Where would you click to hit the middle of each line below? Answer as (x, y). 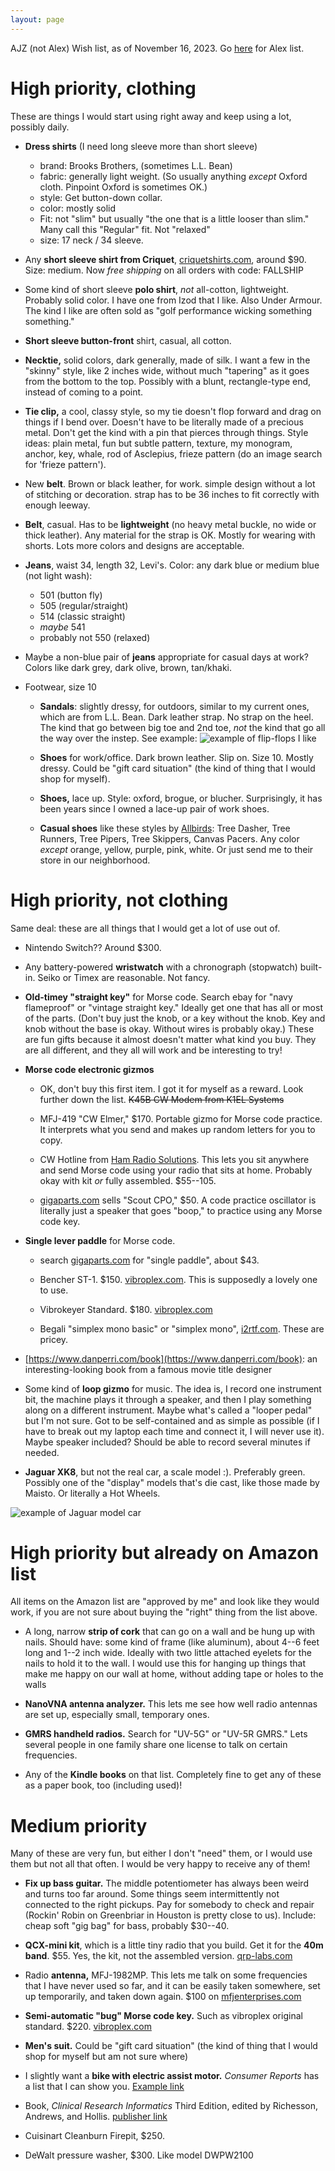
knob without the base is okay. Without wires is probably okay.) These (169, 1028)
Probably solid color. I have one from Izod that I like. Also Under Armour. (173, 300)
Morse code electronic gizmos (89, 1069)
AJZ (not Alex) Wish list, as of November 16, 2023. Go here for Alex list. (157, 48)
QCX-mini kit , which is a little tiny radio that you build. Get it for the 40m (174, 1945)
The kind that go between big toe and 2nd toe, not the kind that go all (182, 727)
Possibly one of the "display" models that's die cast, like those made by (172, 1482)
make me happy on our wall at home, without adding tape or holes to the (174, 1674)
